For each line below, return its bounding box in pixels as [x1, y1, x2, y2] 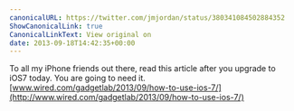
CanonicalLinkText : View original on [9, 30, 152, 39]
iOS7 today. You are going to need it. [9, 73, 147, 84]
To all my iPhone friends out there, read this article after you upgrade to [9, 63, 276, 74]
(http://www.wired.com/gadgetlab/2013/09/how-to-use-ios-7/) [9, 92, 244, 103]
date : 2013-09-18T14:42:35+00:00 [9, 38, 136, 48]
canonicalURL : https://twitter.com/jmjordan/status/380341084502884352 [9, 13, 285, 23]
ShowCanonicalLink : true [9, 22, 103, 31]
